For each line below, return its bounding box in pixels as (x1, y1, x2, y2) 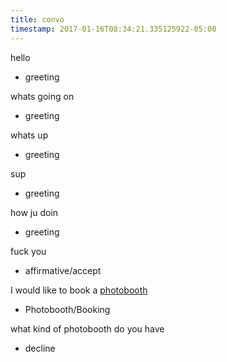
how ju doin (10, 206, 59, 218)
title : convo (10, 14, 65, 25)
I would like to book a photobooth (10, 284, 148, 296)
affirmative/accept (24, 264, 102, 276)
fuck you (10, 245, 47, 257)
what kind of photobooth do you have (10, 322, 165, 335)
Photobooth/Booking (24, 303, 111, 315)
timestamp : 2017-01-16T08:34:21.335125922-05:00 (10, 24, 217, 34)
